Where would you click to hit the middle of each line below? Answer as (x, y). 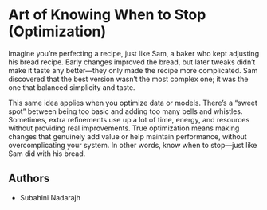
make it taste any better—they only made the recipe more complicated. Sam (133, 70)
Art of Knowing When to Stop (107, 15)
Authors (29, 179)
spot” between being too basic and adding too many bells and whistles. (126, 111)
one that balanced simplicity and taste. (72, 87)
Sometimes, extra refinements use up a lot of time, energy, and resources (129, 119)
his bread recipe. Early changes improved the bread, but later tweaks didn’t (132, 62)
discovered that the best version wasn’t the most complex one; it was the (128, 79)
